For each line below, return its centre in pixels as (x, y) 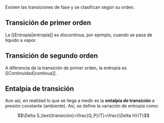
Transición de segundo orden (52, 56)
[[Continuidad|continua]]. (31, 73)
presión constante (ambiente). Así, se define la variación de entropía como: (82, 106)
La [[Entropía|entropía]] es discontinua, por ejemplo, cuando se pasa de (79, 35)
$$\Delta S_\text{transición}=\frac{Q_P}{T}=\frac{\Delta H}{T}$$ (83, 116)
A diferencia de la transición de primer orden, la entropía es (66, 68)
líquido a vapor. (21, 40)
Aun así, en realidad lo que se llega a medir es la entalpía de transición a (80, 101)
